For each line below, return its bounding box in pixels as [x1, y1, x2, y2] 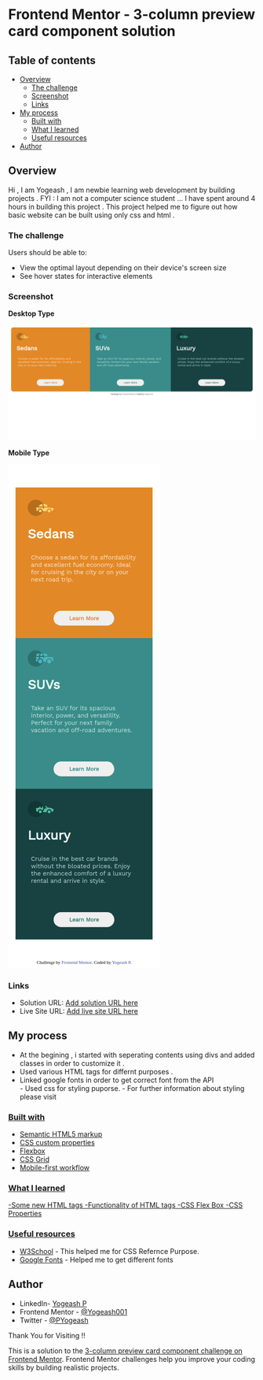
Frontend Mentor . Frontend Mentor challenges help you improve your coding [8, 1354, 256, 1363]
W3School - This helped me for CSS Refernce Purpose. [19, 1246, 199, 1256]
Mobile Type [8, 447, 49, 458]
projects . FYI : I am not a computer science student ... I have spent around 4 [8, 193, 256, 202]
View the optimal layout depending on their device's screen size [19, 263, 227, 273]
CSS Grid [19, 1155, 49, 1164]
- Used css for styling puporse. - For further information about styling [19, 1083, 245, 1092]
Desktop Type [8, 309, 55, 318]
